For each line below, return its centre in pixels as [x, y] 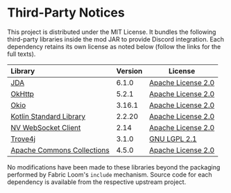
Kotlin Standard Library [48, 116]
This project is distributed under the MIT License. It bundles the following [112, 32]
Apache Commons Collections [60, 150]
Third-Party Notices [66, 13]
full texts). [22, 54]
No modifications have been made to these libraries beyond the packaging [114, 167]
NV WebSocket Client [46, 127]
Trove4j [23, 138]
